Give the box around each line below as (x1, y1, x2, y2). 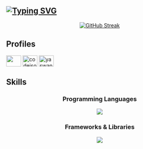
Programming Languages (62, 95, 138, 103)
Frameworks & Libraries (65, 123, 135, 131)
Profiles (6, 39, 36, 49)
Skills (6, 77, 27, 87)
